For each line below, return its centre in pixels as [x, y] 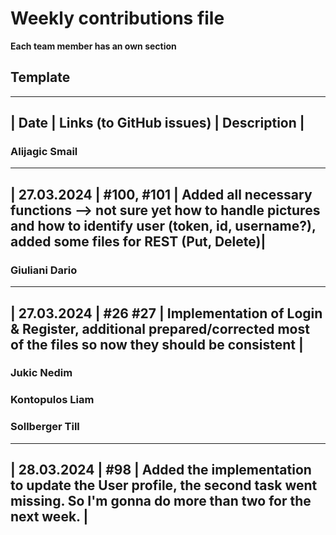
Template [40, 77]
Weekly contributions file [117, 18]
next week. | [49, 517]
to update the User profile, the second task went [164, 485]
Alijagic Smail [44, 152]
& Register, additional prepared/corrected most [160, 328]
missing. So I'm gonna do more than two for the [161, 501]
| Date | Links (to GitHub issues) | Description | [157, 123]
